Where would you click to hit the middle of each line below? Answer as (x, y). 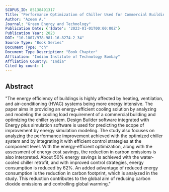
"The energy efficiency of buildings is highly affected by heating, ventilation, (84, 98)
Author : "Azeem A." (26, 19)
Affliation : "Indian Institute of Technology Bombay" (63, 57)
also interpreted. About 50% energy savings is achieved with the (72, 157)
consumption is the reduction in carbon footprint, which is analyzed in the (81, 173)
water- (147, 157)
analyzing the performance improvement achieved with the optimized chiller (84, 136)
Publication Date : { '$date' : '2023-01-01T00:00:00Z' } (63, 29)
